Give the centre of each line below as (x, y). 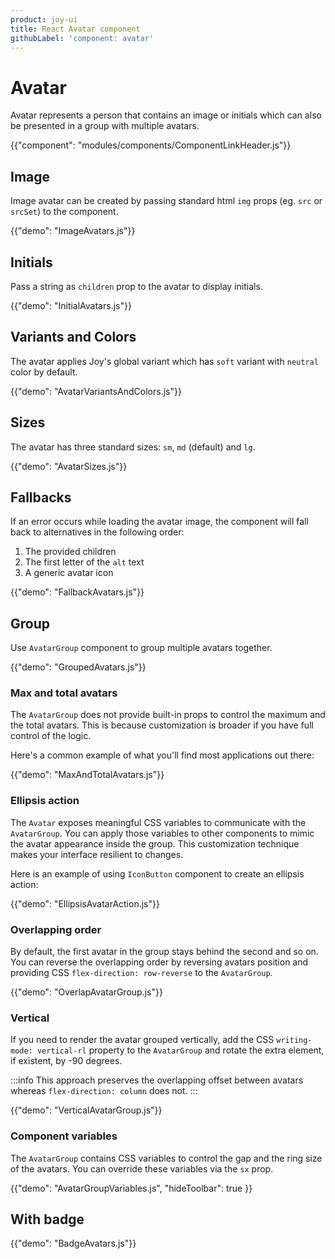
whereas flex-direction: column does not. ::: (104, 1091)
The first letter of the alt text (84, 562)
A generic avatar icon (69, 573)
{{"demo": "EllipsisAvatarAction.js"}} (85, 903)
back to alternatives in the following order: (97, 532)
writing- (294, 1041)
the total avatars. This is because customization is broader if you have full (162, 725)
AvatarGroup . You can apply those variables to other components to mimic (162, 833)
